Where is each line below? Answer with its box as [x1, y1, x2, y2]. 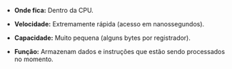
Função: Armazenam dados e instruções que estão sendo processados [14, 48, 226, 55]
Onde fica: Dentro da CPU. [14, 6, 94, 14]
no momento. [14, 55, 54, 63]
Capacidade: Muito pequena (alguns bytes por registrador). [14, 33, 191, 42]
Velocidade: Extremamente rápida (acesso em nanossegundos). [14, 20, 205, 28]
